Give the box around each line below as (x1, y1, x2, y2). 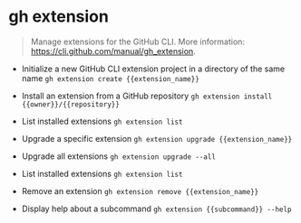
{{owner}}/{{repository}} (21, 99, 120, 109)
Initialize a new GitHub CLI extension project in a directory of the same (21, 63, 286, 74)
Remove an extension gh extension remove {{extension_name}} (21, 185, 259, 196)
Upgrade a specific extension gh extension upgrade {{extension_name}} (21, 133, 293, 144)
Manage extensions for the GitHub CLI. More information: (30, 36, 246, 47)
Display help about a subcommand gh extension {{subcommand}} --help (21, 203, 292, 214)
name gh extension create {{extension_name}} (21, 72, 200, 83)
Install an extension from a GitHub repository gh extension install (21, 90, 273, 101)
